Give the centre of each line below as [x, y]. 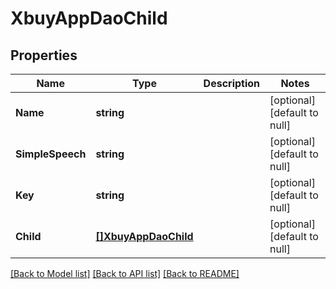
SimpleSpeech [51, 154]
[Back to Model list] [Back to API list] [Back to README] [125, 273]
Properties [44, 55]
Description [232, 83]
